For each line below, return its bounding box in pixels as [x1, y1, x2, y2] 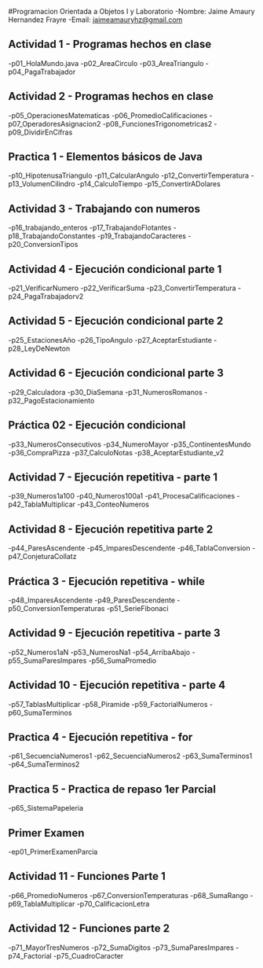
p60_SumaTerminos [8, 708, 72, 717]
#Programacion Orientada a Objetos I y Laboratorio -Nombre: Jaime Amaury [8, 7, 255, 16]
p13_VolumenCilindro [8, 179, 76, 189]
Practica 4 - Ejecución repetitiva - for [8, 731, 193, 744]
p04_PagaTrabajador [8, 67, 76, 76]
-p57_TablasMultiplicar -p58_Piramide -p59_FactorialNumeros [8, 699, 208, 709]
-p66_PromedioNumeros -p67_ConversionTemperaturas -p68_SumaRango [8, 890, 249, 900]
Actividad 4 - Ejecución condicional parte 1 [8, 263, 222, 276]
